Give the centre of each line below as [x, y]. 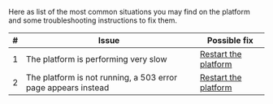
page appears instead [67, 87]
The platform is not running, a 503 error [101, 78]
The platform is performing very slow [97, 59]
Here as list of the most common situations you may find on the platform [129, 12]
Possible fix [230, 40]
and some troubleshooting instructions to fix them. [93, 20]
